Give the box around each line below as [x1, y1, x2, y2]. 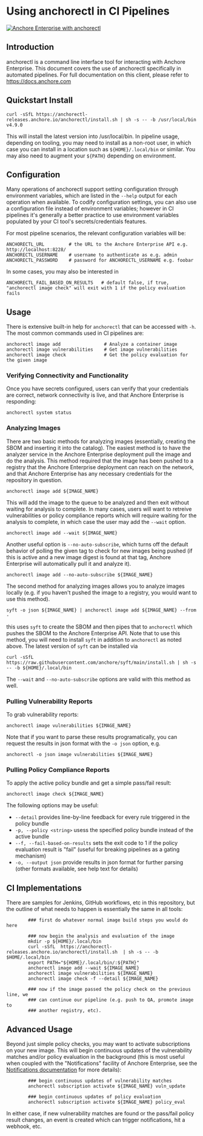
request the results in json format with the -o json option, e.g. [6, 740, 161, 747]
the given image [6, 357, 47, 363]
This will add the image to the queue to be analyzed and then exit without [6, 498, 190, 506]
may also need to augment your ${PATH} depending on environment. [6, 152, 176, 159]
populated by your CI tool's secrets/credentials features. [6, 218, 147, 225]
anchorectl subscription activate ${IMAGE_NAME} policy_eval [28, 1099, 186, 1105]
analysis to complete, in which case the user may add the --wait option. [6, 518, 187, 525]
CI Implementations [6, 883, 82, 893]
